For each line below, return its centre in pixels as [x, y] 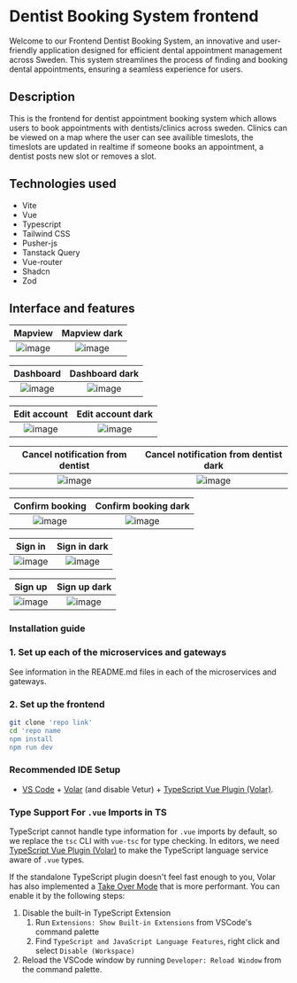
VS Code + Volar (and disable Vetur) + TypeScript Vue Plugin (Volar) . [148, 789]
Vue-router [42, 261]
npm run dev [31, 747]
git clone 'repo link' [51, 722]
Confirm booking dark [142, 506]
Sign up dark [84, 587]
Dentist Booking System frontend [134, 16]
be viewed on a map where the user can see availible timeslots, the [131, 137]
